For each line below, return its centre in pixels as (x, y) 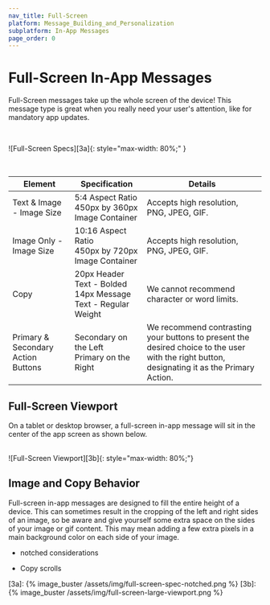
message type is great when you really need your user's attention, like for (130, 109)
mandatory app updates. (49, 117)
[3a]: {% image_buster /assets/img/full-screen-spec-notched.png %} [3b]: (132, 583)
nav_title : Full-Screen (48, 16)
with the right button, (186, 357)
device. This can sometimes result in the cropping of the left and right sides (133, 511)
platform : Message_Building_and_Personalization (91, 23)
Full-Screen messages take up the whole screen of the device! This (120, 101)
